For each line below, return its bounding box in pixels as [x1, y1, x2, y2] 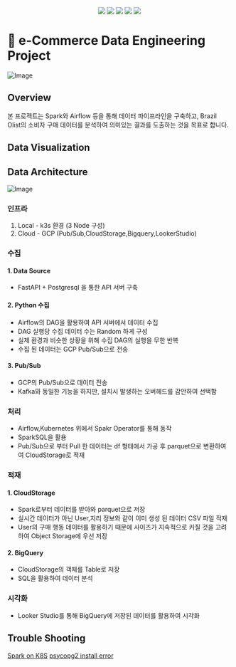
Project [7, 48, 51, 64]
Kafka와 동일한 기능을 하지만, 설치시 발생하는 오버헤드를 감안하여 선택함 [17, 387, 217, 395]
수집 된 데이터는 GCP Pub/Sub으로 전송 [17, 345, 129, 353]
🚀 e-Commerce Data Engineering [7, 33, 206, 49]
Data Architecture [7, 166, 88, 178]
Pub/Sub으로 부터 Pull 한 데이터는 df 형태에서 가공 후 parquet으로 [17, 442, 202, 451]
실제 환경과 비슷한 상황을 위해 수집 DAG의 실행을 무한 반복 [17, 335, 179, 345]
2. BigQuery [7, 548, 44, 557]
